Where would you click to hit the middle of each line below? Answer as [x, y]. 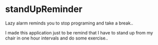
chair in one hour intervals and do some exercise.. [57, 38]
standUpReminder [44, 9]
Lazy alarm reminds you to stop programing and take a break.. [69, 23]
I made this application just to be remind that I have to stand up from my [79, 32]
